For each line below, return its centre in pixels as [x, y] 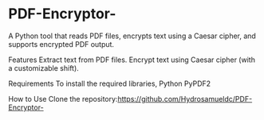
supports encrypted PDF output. [61, 44]
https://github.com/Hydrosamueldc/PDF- [185, 99]
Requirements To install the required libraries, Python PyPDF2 [110, 83]
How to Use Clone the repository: [63, 99]
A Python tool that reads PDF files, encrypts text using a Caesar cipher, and [132, 36]
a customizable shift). [44, 68]
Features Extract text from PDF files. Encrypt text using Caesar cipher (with [132, 60]
